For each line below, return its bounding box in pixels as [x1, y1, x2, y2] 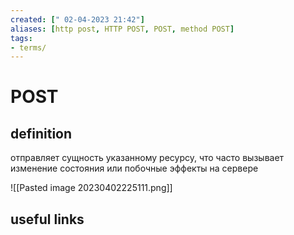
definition [10, 125, 73, 142]
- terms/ [10, 42, 47, 53]
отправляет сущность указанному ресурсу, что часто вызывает [10, 152, 285, 164]
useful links [10, 211, 85, 228]
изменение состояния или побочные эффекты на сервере [10, 162, 259, 175]
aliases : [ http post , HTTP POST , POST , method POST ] [10, 24, 235, 34]
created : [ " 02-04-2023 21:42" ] [10, 14, 145, 25]
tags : [10, 33, 33, 43]
